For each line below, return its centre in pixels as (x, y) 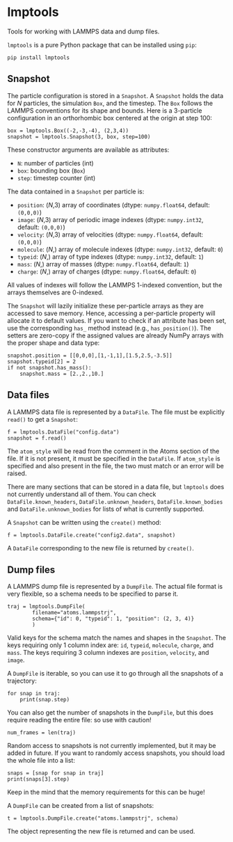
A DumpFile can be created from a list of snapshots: (81, 806)
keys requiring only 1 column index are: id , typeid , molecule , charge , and (111, 645)
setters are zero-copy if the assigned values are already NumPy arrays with (115, 335)
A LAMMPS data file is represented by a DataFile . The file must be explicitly (116, 412)
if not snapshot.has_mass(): (49, 367)
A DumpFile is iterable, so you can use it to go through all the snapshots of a (115, 674)
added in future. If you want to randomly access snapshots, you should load (116, 753)
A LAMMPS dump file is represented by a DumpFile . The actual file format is (115, 587)
